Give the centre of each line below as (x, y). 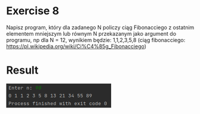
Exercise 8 (33, 11)
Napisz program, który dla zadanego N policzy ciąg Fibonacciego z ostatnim (100, 27)
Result (22, 70)
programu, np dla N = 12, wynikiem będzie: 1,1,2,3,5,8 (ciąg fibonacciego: (96, 40)
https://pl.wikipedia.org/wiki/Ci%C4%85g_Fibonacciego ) (76, 46)
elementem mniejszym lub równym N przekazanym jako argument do (91, 33)
